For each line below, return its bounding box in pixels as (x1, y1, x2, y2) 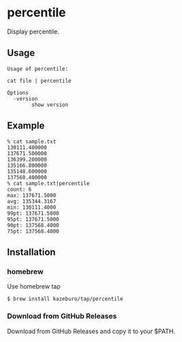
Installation (7, 246, 56, 258)
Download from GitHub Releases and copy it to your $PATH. (7, 327, 176, 335)
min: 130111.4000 (7, 204, 57, 211)
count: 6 (7, 186, 32, 193)
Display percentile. (7, 27, 60, 36)
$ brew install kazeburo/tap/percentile (7, 295, 124, 302)
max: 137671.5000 (7, 192, 57, 199)
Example (7, 120, 45, 131)
